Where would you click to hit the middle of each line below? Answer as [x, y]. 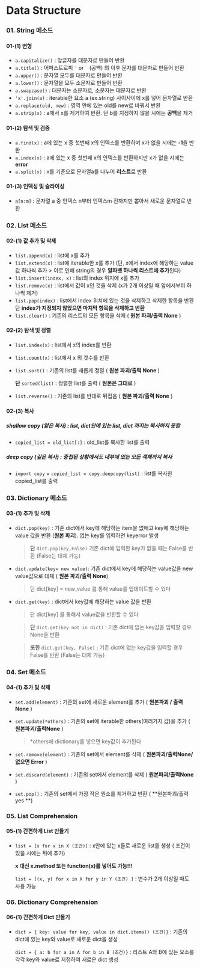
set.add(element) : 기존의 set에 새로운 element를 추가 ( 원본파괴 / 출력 [99, 702]
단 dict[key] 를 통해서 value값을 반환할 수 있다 [84, 614]
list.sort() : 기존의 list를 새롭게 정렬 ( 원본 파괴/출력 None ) [87, 371]
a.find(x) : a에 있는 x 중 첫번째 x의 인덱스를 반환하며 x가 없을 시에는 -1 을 [101, 143]
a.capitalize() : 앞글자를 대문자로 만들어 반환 [70, 60]
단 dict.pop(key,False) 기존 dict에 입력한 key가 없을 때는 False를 [108, 548]
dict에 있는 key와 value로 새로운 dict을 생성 [66, 940]
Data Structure [44, 11]
